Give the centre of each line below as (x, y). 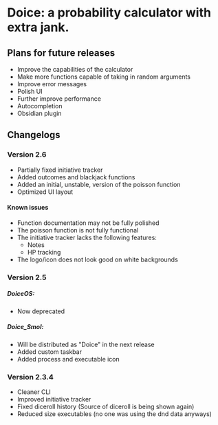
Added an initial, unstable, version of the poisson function (99, 184)
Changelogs (34, 135)
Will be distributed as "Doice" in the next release (86, 344)
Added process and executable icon (68, 359)
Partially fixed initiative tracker (60, 170)
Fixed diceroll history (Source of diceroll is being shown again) (106, 407)
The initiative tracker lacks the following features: (87, 237)
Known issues (28, 208)
